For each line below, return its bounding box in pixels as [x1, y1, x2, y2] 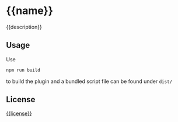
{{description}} [6, 23, 42, 30]
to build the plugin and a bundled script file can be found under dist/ [6, 78, 173, 85]
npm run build [6, 67, 41, 73]
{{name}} [6, 4, 54, 18]
